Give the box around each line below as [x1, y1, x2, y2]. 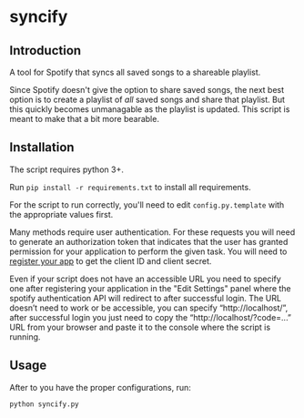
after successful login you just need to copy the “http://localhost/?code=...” [9, 311, 292, 322]
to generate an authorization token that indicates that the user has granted [9, 236, 289, 247]
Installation [9, 139, 75, 156]
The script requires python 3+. [9, 164, 125, 175]
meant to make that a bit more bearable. [9, 114, 159, 124]
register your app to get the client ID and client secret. [9, 255, 212, 266]
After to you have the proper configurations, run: [9, 382, 191, 393]
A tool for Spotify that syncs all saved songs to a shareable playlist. [9, 66, 261, 77]
